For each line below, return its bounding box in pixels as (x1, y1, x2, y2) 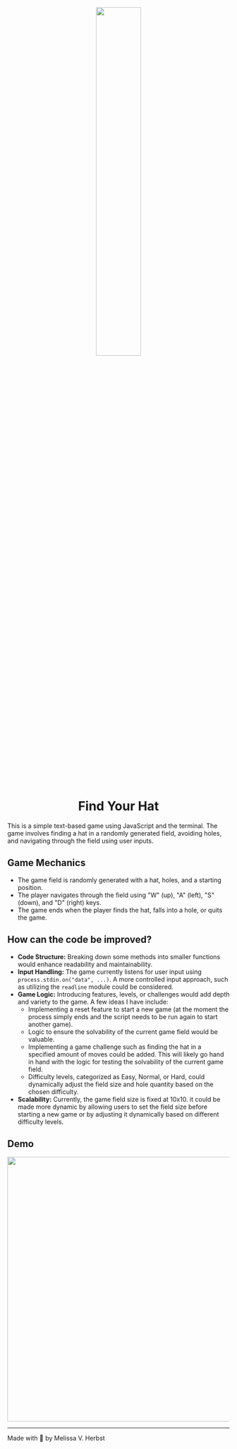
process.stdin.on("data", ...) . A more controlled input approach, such (17, 975, 229, 983)
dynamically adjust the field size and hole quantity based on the (28, 1080, 214, 1088)
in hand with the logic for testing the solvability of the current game (28, 1057, 224, 1066)
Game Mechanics (7, 857, 86, 869)
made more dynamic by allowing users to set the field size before (17, 1102, 208, 1111)
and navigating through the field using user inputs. (7, 836, 154, 845)
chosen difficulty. (28, 1087, 79, 1096)
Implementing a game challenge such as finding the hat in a (28, 1042, 202, 1051)
